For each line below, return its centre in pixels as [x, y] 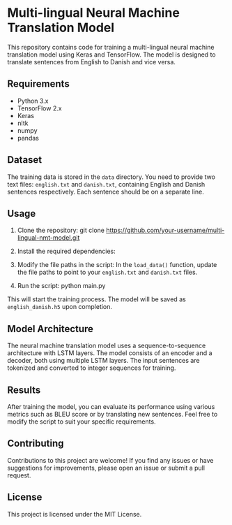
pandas [28, 138]
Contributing [36, 444]
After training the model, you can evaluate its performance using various [111, 407]
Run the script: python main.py [61, 286]
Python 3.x [33, 101]
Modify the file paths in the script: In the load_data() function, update [117, 265]
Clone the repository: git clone [61, 230]
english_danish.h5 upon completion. [60, 307]
